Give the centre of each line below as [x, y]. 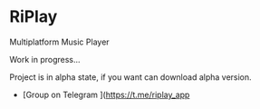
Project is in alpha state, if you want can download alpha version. [130, 77]
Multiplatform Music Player [60, 42]
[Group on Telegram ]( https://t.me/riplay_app [106, 94]
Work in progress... [45, 59]
